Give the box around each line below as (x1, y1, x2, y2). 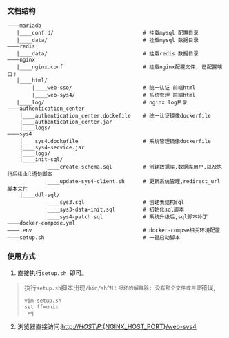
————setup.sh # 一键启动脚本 (7, 234, 181, 241)
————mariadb (7, 22, 41, 29)
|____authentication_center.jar (19, 119, 112, 126)
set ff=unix (23, 303, 59, 310)
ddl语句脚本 (22, 171, 53, 178)
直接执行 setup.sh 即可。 (17, 268, 88, 277)
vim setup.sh (23, 297, 62, 304)
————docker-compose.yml (7, 220, 76, 227)
